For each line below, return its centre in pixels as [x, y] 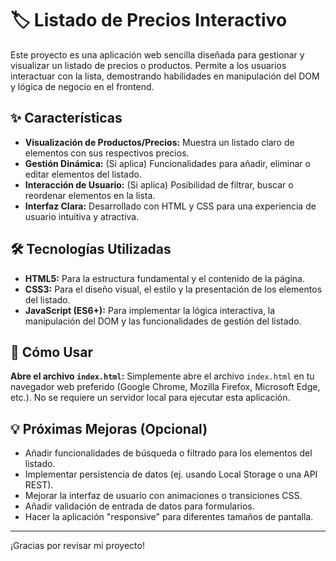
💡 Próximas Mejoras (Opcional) [109, 428]
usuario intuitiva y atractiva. [82, 216]
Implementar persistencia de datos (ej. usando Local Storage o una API [171, 474]
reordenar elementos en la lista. [90, 195]
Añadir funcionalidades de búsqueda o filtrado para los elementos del [168, 453]
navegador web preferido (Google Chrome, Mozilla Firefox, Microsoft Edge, [165, 387]
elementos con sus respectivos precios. [107, 153]
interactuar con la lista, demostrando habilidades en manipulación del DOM [165, 76]
